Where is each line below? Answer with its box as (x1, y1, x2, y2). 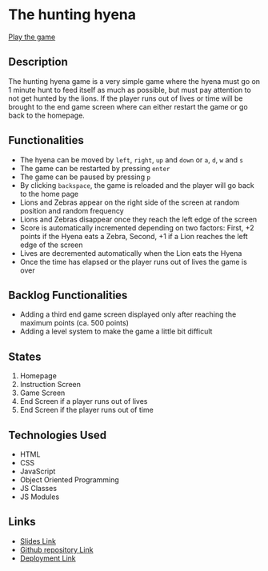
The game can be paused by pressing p (19, 172, 150, 182)
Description (8, 55, 68, 69)
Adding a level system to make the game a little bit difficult (19, 326, 213, 337)
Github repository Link (19, 545, 94, 554)
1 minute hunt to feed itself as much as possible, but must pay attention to (8, 85, 252, 94)
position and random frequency (19, 206, 124, 215)
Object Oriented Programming (19, 475, 120, 485)
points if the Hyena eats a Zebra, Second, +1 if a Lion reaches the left (19, 231, 248, 241)
